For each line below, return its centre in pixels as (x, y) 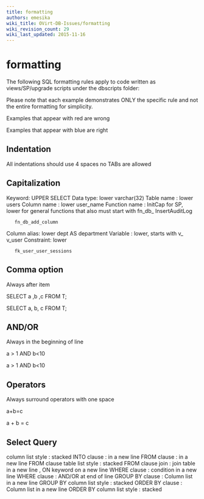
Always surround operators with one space (60, 400)
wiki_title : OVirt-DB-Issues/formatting (58, 23)
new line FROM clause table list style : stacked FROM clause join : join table (101, 463)
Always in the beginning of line (45, 342)
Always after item (28, 284)
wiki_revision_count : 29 (38, 29)
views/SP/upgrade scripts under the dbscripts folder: (73, 88)
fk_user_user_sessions (43, 251)
